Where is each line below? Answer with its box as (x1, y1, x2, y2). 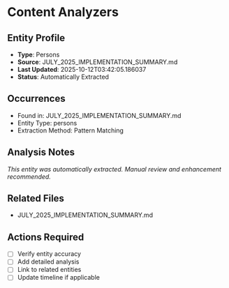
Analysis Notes (7, 146, 75, 158)
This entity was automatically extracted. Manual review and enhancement (7, 165, 222, 173)
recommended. (7, 172, 51, 181)
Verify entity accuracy (17, 250, 82, 258)
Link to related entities (17, 266, 82, 274)
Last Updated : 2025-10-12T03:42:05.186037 (17, 66, 147, 73)
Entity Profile (7, 32, 65, 44)
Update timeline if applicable (17, 273, 100, 282)
